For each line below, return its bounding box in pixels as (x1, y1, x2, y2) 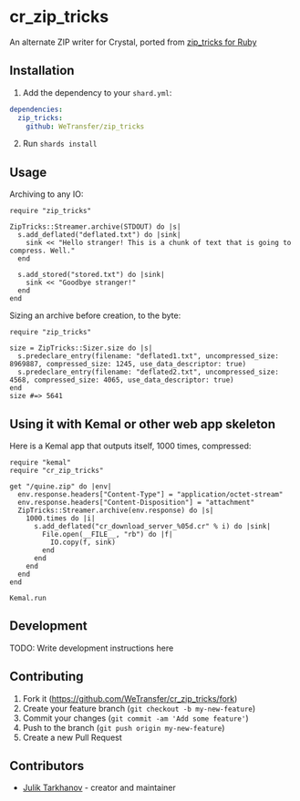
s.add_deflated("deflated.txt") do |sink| (17, 231, 181, 240)
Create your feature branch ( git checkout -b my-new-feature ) (22, 703, 256, 714)
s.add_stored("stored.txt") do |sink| (17, 271, 166, 280)
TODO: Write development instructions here (9, 642, 174, 653)
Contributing (9, 669, 84, 684)
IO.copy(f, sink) (49, 538, 117, 547)
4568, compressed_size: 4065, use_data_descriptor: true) (9, 375, 234, 385)
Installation (9, 63, 75, 78)
